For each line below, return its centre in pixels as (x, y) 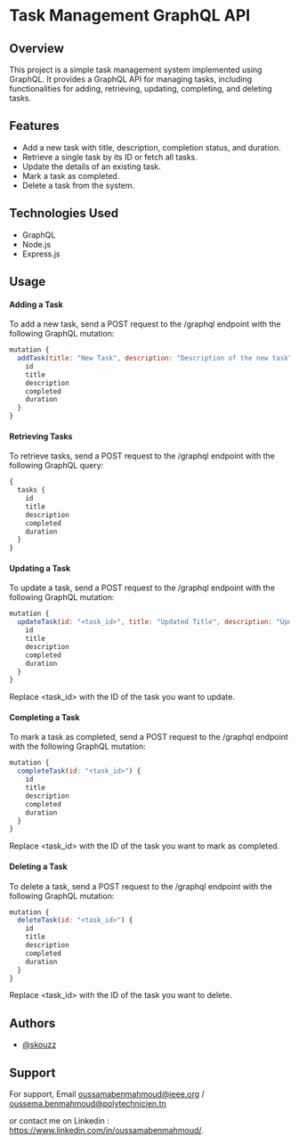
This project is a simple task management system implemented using (136, 69)
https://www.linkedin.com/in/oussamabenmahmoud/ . (107, 1131)
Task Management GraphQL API (130, 16)
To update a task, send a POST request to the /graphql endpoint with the (142, 588)
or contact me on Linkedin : (59, 1121)
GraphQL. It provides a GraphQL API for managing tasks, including (131, 79)
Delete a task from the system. (78, 185)
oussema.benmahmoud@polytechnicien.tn (88, 1104)
